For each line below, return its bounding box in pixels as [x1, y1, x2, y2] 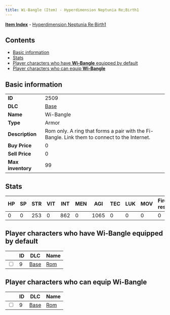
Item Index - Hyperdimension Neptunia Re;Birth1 [5, 21, 106, 27]
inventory [8, 165, 32, 172]
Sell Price [8, 150, 31, 158]
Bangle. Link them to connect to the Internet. [45, 134, 151, 141]
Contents [5, 36, 35, 45]
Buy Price [8, 142, 32, 149]
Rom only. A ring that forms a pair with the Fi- [45, 128, 154, 135]
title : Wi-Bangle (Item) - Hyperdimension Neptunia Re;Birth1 [5, 7, 139, 13]
